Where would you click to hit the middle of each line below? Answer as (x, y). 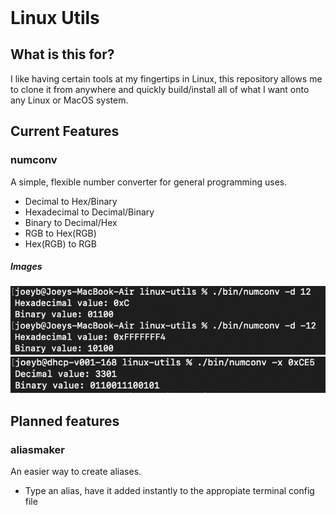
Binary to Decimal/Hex (71, 222)
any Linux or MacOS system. (69, 100)
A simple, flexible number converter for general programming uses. (149, 182)
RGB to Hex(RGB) (60, 233)
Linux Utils (55, 18)
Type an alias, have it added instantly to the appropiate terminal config (169, 491)
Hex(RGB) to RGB (60, 243)
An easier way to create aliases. (76, 472)
